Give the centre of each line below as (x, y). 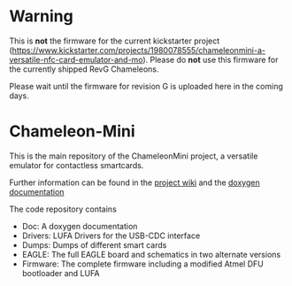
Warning (41, 16)
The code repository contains (63, 209)
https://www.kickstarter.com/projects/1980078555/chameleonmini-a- (138, 50)
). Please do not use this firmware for (211, 59)
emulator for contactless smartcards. (77, 165)
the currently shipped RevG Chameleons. (84, 69)
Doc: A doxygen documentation (80, 226)
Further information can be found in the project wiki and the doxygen (134, 182)
